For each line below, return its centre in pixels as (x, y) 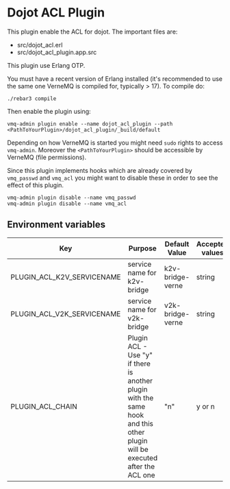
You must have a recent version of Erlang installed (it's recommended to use (115, 79)
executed (143, 457)
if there (139, 363)
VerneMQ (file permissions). (47, 157)
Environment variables (56, 225)
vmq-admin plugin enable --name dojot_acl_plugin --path (90, 124)
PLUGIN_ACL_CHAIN (44, 406)
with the (141, 398)
